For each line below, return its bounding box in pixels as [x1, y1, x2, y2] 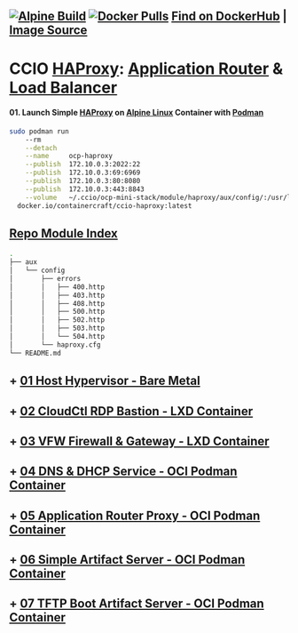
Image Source [9, 23, 88, 38]
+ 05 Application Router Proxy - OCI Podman [9, 508, 261, 523]
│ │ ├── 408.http [9, 299, 105, 308]
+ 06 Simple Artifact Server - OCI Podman [9, 552, 246, 567]
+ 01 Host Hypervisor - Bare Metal [9, 373, 201, 389]
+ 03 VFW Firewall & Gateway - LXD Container [9, 433, 270, 449]
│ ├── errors [9, 274, 82, 283]
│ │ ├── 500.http [9, 308, 105, 316]
